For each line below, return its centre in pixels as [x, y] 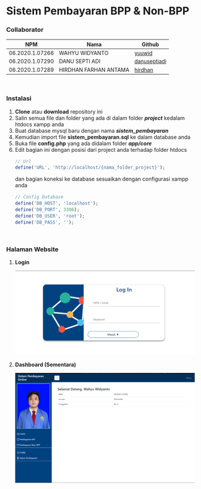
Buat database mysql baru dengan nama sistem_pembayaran [92, 130]
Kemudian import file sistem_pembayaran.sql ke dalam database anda [103, 137]
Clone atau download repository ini [59, 111]
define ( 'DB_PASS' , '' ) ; [45, 222]
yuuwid [143, 53]
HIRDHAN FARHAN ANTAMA [94, 69]
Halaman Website [32, 249]
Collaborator [25, 30]
